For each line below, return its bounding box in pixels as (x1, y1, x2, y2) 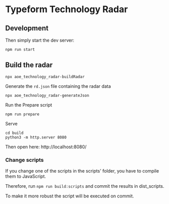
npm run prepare (5, 112, 39, 117)
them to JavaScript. (5, 174, 47, 180)
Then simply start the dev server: (5, 37, 74, 43)
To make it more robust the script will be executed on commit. (5, 193, 134, 199)
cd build (5, 130, 24, 135)
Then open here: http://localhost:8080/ (5, 144, 87, 150)
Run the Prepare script (5, 101, 52, 108)
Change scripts (5, 156, 44, 163)
